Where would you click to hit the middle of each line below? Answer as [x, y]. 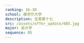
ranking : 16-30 [21, 10]
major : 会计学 [19, 28]
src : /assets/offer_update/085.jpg [42, 23]
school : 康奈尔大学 [23, 14]
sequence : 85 [19, 33]
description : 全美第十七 [29, 19]
